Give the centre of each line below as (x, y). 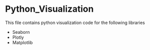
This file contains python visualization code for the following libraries (75, 23)
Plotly (18, 37)
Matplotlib (22, 42)
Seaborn (21, 32)
